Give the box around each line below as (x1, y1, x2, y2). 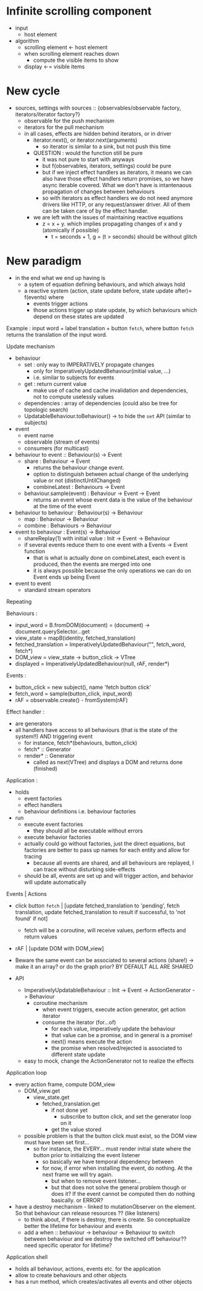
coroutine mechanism (33, 999, 88, 1006)
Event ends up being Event (33, 573, 101, 580)
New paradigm (6, 254, 82, 268)
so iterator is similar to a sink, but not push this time (42, 142, 171, 150)
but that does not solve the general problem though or (51, 1183, 187, 1191)
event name (24, 431, 54, 439)
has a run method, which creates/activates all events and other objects (15, 1278, 192, 1285)
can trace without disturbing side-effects (33, 865, 136, 873)
